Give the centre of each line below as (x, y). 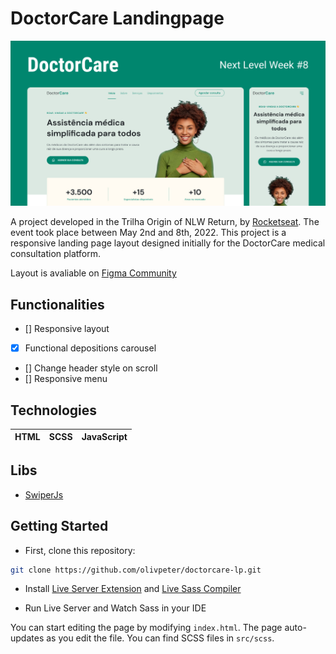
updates (27, 638)
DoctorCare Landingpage (117, 18)
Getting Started (59, 526)
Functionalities (57, 304)
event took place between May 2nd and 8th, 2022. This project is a (148, 233)
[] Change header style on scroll (91, 368)
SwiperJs (44, 494)
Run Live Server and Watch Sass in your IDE (115, 608)
